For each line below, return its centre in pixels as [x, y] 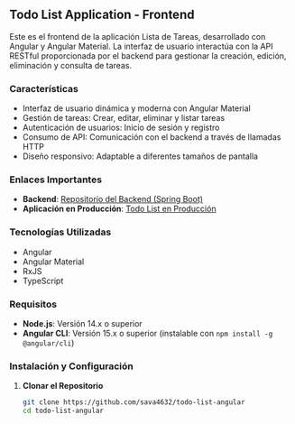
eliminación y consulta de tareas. [71, 65]
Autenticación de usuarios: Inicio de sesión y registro [121, 128]
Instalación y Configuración [71, 366]
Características [44, 88]
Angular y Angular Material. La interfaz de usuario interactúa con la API [141, 46]
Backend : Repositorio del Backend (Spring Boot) [113, 199]
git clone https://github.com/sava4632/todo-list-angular [134, 402]
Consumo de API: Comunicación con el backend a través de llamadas [152, 137]
